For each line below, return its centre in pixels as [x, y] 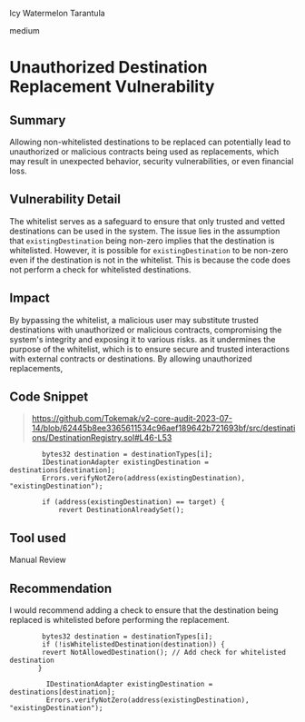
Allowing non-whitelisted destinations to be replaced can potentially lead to [150, 142]
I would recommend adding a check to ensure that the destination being [144, 610]
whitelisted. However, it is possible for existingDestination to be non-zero [149, 250]
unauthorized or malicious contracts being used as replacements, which [144, 152]
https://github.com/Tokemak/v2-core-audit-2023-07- [132, 419]
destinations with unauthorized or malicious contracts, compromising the [146, 330]
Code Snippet [49, 397]
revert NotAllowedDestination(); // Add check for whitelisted [164, 653]
